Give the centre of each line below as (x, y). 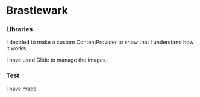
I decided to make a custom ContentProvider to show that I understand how (100, 42)
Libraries (20, 29)
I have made (22, 89)
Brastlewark (37, 10)
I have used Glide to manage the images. (57, 60)
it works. (17, 48)
